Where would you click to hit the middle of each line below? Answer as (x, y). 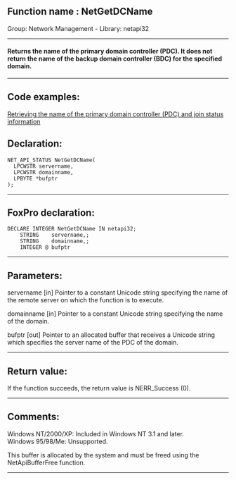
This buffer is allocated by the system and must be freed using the (103, 455)
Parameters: (35, 275)
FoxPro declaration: (51, 213)
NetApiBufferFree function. (46, 462)
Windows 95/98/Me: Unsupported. (58, 441)
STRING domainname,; (55, 241)
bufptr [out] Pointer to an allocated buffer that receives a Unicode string (111, 335)
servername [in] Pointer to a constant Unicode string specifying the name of (118, 293)
